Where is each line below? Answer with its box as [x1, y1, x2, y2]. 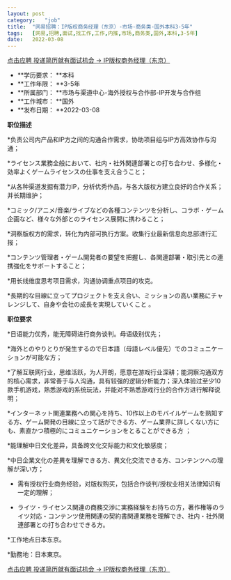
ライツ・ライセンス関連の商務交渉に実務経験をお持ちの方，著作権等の [17, 503, 219, 512]
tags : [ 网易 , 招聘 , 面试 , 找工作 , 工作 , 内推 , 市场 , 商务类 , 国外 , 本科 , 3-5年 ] [7, 29, 198, 37]
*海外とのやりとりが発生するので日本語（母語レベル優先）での [7, 344, 187, 353]
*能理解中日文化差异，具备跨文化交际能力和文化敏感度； [7, 441, 169, 450]
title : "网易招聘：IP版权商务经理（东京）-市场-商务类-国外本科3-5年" [7, 23, 193, 30]
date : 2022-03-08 [7, 36, 64, 43]
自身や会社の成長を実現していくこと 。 [42, 300, 155, 309]
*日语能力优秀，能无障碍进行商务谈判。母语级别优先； [7, 330, 164, 338]
